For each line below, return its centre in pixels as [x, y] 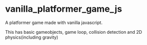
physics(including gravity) [32, 37]
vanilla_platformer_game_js [64, 9]
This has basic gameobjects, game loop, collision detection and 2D [74, 32]
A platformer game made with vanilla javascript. [54, 22]
